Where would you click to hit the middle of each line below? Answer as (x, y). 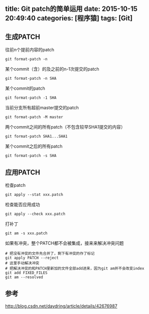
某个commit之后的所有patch (34, 147)
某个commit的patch (25, 88)
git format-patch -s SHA (31, 156)
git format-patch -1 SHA (31, 98)
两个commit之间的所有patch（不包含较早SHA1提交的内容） (65, 127)
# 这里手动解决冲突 (22, 263)
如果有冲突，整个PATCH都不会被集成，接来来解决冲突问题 (65, 243)
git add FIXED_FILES (27, 273)
